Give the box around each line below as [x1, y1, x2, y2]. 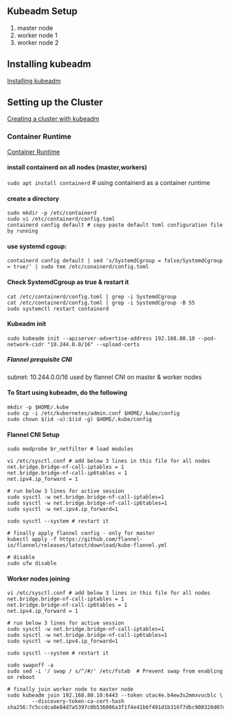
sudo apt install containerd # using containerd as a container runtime [7, 178, 210, 186]
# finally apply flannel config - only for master [7, 530, 155, 537]
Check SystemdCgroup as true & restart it [7, 278, 129, 286]
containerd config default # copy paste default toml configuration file [7, 221, 223, 229]
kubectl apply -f [7, 536, 57, 543]
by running [7, 228, 38, 235]
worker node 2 [16, 38, 59, 47]
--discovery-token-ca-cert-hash [32, 698, 125, 705]
